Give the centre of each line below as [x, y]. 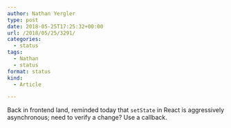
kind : [15, 78]
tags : [15, 53]
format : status [29, 71]
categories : [24, 39]
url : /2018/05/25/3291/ [41, 33]
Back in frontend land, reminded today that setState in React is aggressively [116, 110]
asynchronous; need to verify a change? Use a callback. [87, 118]
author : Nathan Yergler [41, 13]
